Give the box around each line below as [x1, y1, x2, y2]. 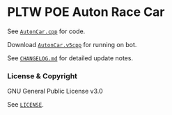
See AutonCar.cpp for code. [7, 27, 86, 35]
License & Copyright [7, 71, 78, 80]
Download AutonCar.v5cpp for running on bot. [7, 40, 137, 48]
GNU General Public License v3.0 [7, 87, 103, 96]
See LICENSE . [7, 100, 44, 109]
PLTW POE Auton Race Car [7, 4, 165, 20]
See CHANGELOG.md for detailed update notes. [7, 53, 134, 62]
